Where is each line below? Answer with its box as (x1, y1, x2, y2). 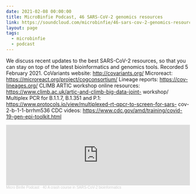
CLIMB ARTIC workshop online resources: (38, 82, 140, 89)
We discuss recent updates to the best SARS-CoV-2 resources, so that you (6, 57, 186, 64)
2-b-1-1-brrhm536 (6, 106, 50, 114)
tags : (6, 30, 19, 36)
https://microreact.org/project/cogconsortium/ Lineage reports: (6, 75, 159, 82)
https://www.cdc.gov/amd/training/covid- (82, 106, 183, 114)
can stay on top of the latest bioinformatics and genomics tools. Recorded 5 (6, 63, 188, 70)
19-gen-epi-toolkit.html (6, 113, 62, 120)
